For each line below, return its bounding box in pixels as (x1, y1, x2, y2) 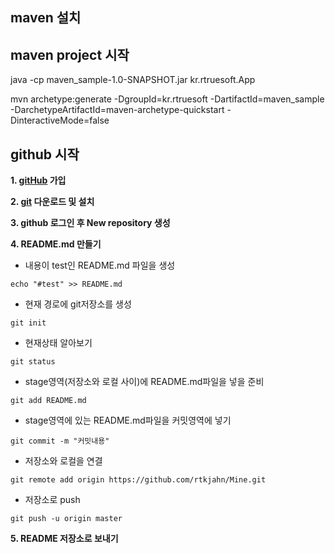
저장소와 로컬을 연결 (24, 455, 103, 467)
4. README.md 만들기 (10, 238, 102, 250)
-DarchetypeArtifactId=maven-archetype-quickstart (10, 104, 225, 116)
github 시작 (10, 146, 80, 163)
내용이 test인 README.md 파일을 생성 (24, 259, 176, 272)
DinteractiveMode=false (10, 114, 110, 127)
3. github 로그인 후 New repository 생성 (10, 217, 171, 229)
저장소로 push (24, 494, 81, 506)
